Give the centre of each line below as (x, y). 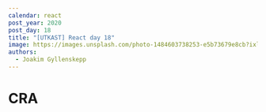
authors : (23, 52)
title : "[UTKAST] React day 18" (61, 37)
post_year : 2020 (35, 23)
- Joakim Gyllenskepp (51, 60)
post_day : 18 (30, 30)
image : (19, 45)
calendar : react (35, 15)
